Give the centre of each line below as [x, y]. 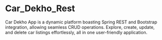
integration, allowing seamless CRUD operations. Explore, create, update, [80, 27]
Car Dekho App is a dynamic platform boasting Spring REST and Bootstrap [81, 22]
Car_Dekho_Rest [40, 9]
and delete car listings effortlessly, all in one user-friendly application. [76, 32]
